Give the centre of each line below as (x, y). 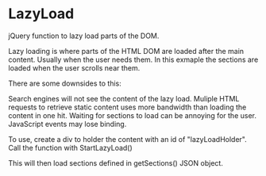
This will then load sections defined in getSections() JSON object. (116, 163)
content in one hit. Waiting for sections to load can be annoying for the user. (132, 115)
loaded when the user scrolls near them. (74, 67)
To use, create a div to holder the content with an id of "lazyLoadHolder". (128, 139)
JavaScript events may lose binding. (67, 124)
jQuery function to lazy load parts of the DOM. (84, 36)
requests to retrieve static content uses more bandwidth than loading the (127, 107)
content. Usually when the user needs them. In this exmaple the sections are (133, 59)
